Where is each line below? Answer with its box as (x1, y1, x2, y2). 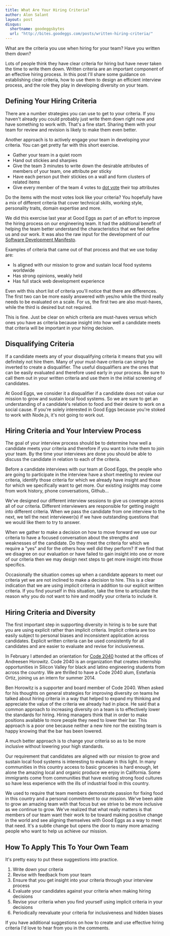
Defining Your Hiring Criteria (5, 97, 97, 106)
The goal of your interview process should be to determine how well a (5, 440, 152, 446)
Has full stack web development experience (12, 278, 105, 284)
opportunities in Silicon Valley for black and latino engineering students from (5, 664, 165, 670)
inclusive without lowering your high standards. (5, 743, 104, 749)
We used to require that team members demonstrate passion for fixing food (5, 790, 163, 796)
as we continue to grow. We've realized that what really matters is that (5, 807, 152, 813)
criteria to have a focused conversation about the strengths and (5, 535, 139, 541)
